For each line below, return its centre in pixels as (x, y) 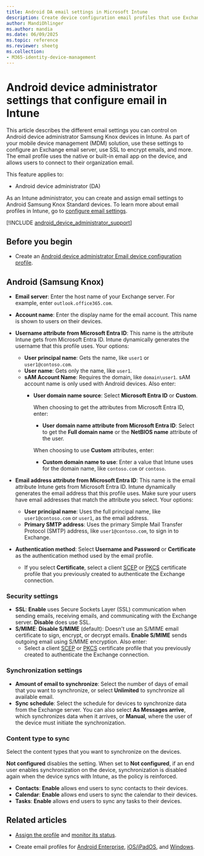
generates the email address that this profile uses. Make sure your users (105, 493)
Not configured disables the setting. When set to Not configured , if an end (100, 763)
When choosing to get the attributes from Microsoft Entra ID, (109, 407)
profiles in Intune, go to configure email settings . (67, 211)
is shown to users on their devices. (59, 321)
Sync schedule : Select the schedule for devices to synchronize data (101, 703)
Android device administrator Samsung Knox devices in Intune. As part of (98, 136)
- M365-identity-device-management (51, 57)
